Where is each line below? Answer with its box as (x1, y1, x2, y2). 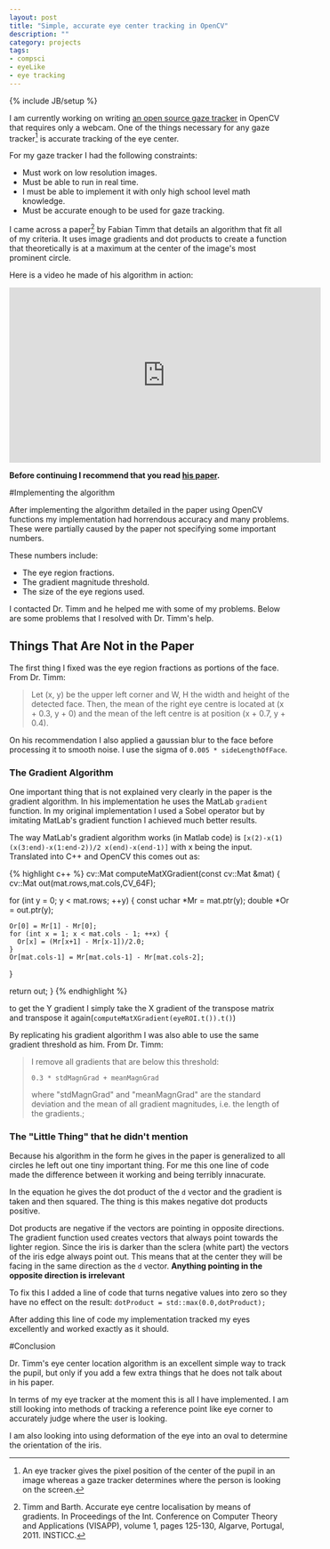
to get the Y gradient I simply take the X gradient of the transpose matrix (9, 1003, 275, 1014)
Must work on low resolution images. (21, 167, 157, 178)
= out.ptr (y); (9, 904, 54, 915)
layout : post (9, 12, 58, 22)
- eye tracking (9, 71, 66, 80)
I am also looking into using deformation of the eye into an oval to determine (9, 1431, 288, 1441)
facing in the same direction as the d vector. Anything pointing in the (9, 1261, 263, 1271)
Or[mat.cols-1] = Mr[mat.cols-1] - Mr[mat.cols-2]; (9, 953, 205, 962)
